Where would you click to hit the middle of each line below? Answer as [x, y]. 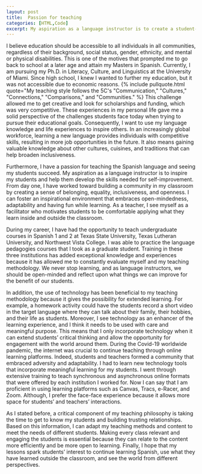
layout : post [23, 12]
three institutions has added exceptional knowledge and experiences [91, 255]
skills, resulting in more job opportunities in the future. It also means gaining [100, 142]
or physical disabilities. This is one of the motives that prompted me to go [97, 59]
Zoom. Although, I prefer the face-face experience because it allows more [98, 396]
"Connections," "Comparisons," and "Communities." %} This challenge [94, 97]
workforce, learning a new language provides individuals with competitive [98, 136]
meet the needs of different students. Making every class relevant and [93, 433]
